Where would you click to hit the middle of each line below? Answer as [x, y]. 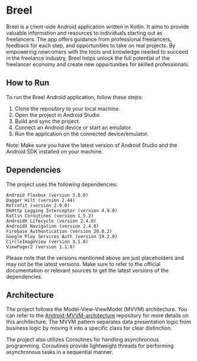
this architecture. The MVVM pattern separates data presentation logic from [98, 322]
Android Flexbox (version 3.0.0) [47, 195]
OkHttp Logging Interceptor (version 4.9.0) [62, 210]
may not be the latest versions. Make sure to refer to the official [83, 264]
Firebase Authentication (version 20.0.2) [59, 231]
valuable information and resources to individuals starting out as [84, 32]
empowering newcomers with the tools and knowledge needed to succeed [97, 51]
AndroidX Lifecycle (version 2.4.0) [51, 221]
